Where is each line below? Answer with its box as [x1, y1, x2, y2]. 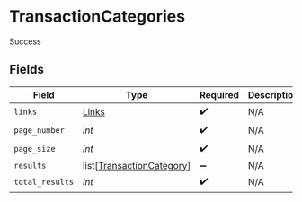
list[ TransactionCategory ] [82, 159, 191, 171]
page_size [13, 144, 56, 154]
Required [199, 88, 240, 101]
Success [9, 36, 42, 47]
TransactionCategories [9, 6, 186, 27]
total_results [13, 177, 75, 188]
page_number [13, 126, 66, 136]
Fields [9, 62, 45, 77]
